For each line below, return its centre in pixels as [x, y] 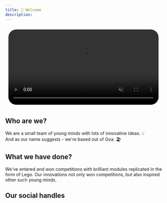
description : [19, 15]
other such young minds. [31, 180]
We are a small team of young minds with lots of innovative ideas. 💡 [75, 133]
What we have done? [39, 157]
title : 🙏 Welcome [23, 10]
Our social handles [35, 195]
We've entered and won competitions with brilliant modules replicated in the [83, 169]
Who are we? [26, 121]
